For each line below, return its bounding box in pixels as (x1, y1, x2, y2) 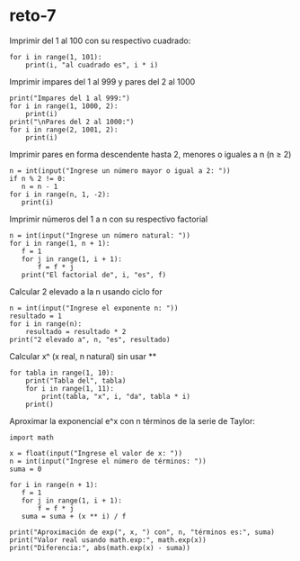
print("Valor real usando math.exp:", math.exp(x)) (9, 535, 207, 545)
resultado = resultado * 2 (25, 327, 127, 336)
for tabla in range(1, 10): (9, 368, 115, 377)
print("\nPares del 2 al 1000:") (9, 117, 135, 126)
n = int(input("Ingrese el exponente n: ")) (9, 303, 179, 312)
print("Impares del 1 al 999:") (9, 94, 130, 103)
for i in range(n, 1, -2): (9, 190, 110, 199)
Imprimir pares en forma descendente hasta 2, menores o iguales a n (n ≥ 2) (9, 149, 292, 159)
